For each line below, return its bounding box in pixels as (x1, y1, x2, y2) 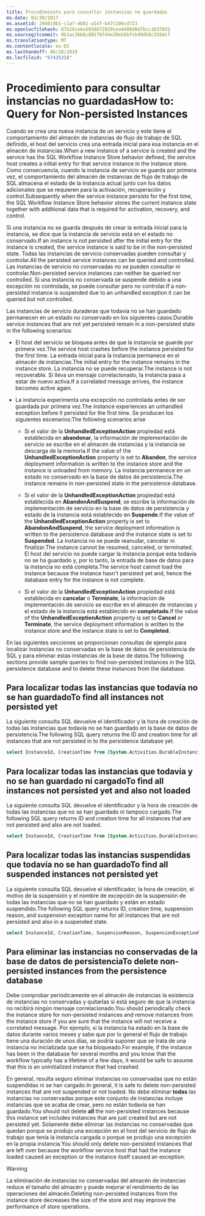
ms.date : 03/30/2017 (6, 15, 59, 21)
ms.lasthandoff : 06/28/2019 (6, 49, 78, 55)
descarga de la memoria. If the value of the (24, 447, 131, 454)
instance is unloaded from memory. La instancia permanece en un (24, 466, 191, 474)
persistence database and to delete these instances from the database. (6, 665, 186, 672)
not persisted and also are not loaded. (6, 821, 102, 829)
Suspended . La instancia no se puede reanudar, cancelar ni (24, 537, 175, 544)
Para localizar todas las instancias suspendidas (6, 850, 191, 861)
